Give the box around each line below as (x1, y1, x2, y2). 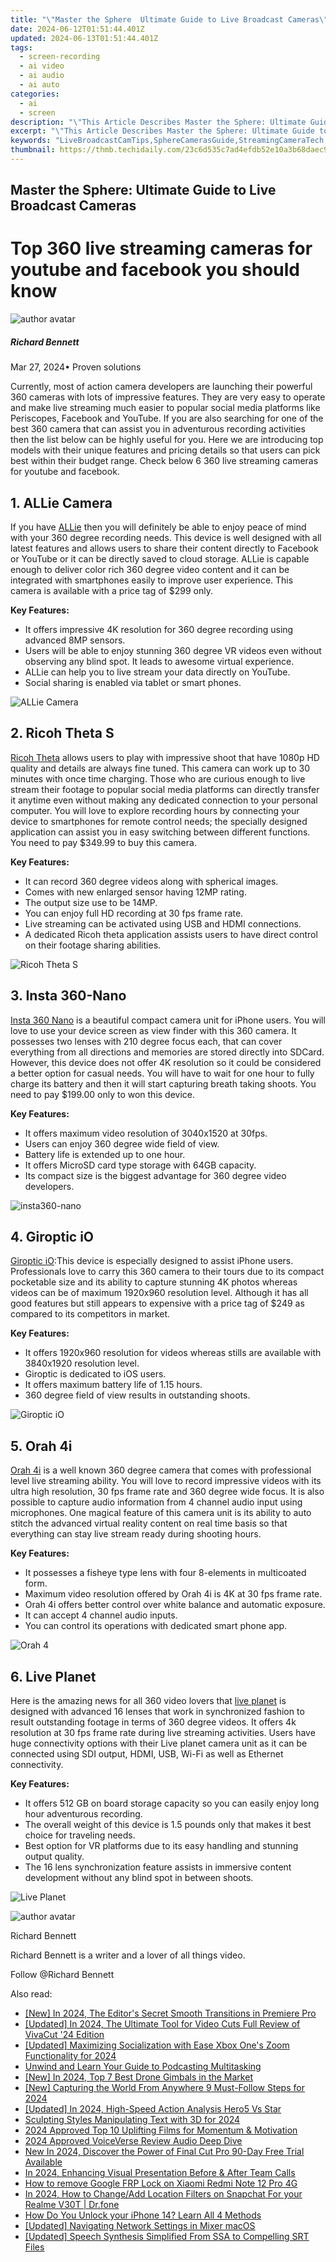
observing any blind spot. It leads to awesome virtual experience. (24, 655, 295, 667)
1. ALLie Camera (10, 494, 113, 511)
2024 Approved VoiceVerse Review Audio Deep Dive (24, 2135, 243, 2147)
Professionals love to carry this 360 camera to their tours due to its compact (10, 1266, 325, 1278)
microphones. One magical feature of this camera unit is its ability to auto (10, 1507, 312, 1519)
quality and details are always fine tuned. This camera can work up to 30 (10, 762, 310, 774)
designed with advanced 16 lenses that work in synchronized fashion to (10, 1706, 305, 1718)
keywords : (10, 136, 52, 146)
